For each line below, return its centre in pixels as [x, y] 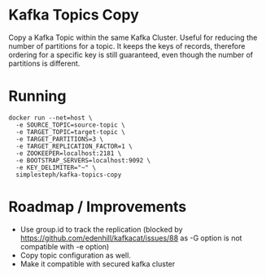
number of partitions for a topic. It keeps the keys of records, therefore [127, 45]
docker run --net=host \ [50, 118]
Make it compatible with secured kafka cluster [98, 264]
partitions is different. [44, 63]
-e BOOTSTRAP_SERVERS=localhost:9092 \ [83, 160]
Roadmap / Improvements [98, 207]
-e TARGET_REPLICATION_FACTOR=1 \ [74, 146]
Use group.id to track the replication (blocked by [101, 229]
